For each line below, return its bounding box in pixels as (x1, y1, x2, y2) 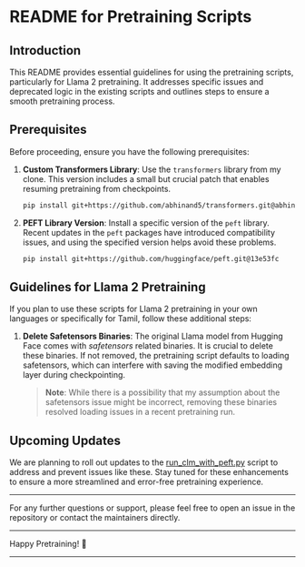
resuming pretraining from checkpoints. (22, 183, 171, 194)
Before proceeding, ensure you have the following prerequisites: (9, 146, 250, 157)
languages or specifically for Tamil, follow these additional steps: (9, 313, 252, 324)
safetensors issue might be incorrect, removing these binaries (44, 397, 278, 408)
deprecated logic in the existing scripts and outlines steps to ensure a (9, 86, 270, 96)
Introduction (9, 43, 82, 58)
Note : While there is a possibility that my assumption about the (44, 387, 280, 398)
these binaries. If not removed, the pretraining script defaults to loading (22, 350, 290, 361)
